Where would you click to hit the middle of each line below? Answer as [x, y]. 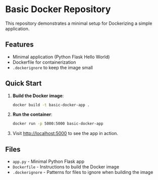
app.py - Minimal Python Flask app [48, 162]
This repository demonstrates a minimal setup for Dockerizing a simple [79, 23]
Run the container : [32, 114]
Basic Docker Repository [58, 9]
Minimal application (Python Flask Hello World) [61, 57]
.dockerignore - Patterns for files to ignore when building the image [83, 172]
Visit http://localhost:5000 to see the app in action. [65, 133]
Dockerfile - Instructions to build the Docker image [66, 167]
